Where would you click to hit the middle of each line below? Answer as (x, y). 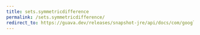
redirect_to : (22, 23)
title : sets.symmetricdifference (48, 12)
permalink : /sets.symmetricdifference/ (56, 17)
